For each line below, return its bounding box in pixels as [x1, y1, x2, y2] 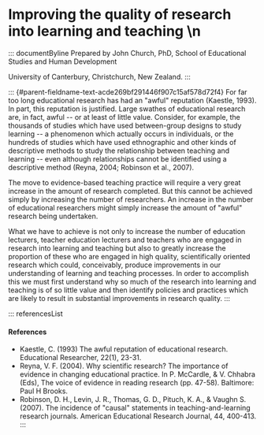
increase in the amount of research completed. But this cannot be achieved [8, 186, 253, 195]
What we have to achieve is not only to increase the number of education [8, 226, 246, 236]
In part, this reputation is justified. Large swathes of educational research [8, 104, 246, 113]
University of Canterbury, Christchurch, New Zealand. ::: [8, 72, 191, 81]
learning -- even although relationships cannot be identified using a [8, 154, 227, 163]
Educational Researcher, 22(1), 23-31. [19, 353, 142, 362]
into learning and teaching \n [8, 22, 201, 40]
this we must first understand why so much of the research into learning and [8, 277, 257, 286]
